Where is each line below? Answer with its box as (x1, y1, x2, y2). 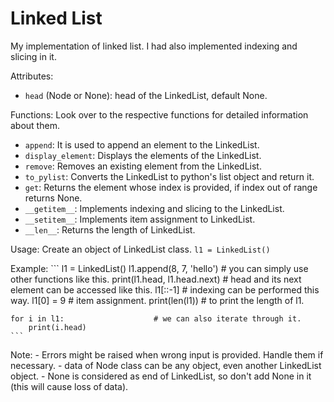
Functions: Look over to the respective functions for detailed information (10, 108, 309, 121)
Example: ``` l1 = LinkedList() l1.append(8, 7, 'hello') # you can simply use (10, 262, 309, 274)
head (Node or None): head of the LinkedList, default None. (24, 89, 268, 101)
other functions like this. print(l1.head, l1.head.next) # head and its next (10, 273, 302, 285)
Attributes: (10, 70, 54, 82)
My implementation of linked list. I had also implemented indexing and (10, 40, 298, 52)
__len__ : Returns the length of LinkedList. (24, 223, 196, 236)
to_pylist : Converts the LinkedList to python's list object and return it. (24, 170, 315, 182)
